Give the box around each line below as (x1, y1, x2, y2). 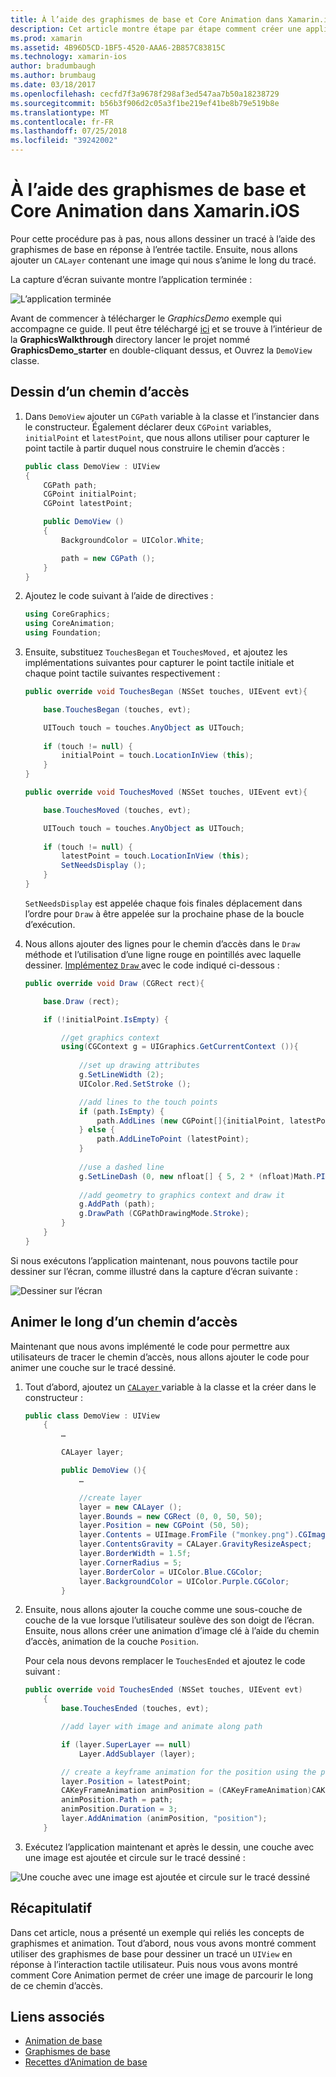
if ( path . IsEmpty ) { (78, 1106, 165, 1116)
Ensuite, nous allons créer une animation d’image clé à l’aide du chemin (24, 1625, 320, 1637)
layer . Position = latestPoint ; (61, 1776, 192, 1786)
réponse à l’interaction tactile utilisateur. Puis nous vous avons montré (10, 1958, 298, 1970)
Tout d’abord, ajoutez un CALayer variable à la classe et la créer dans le (24, 1381, 317, 1393)
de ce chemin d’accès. (10, 1979, 103, 1991)
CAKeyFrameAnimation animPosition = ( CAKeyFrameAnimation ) (61, 1786, 313, 1796)
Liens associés (10, 2009, 105, 2026)
